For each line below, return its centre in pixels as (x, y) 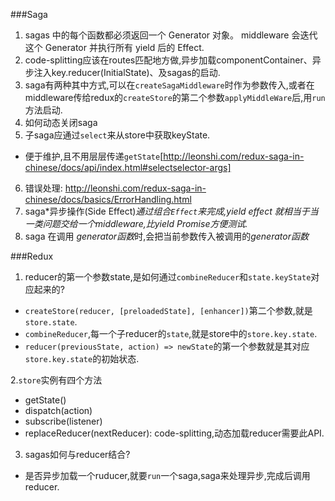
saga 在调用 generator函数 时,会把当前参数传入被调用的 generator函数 (166, 236)
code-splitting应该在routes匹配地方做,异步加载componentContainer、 (168, 60)
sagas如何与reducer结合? (77, 454)
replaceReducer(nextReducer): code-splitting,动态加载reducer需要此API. (174, 433)
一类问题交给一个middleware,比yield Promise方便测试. (136, 223)
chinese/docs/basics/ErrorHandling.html (108, 199)
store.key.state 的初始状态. (82, 358)
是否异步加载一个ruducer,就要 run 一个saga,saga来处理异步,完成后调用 (167, 475)
